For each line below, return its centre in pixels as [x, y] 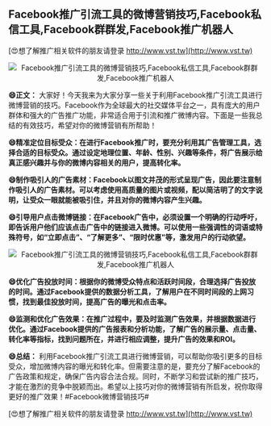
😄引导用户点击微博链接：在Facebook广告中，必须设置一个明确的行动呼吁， [135, 217]
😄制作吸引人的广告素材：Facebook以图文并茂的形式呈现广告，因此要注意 [131, 179]
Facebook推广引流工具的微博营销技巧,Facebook [130, 15]
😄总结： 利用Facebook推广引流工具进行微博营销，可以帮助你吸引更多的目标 [135, 356]
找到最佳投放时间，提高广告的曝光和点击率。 [96, 302]
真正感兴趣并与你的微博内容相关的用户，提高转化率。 [97, 162]
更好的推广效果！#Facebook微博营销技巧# [79, 396]
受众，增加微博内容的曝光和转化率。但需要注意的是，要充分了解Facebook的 [134, 366]
